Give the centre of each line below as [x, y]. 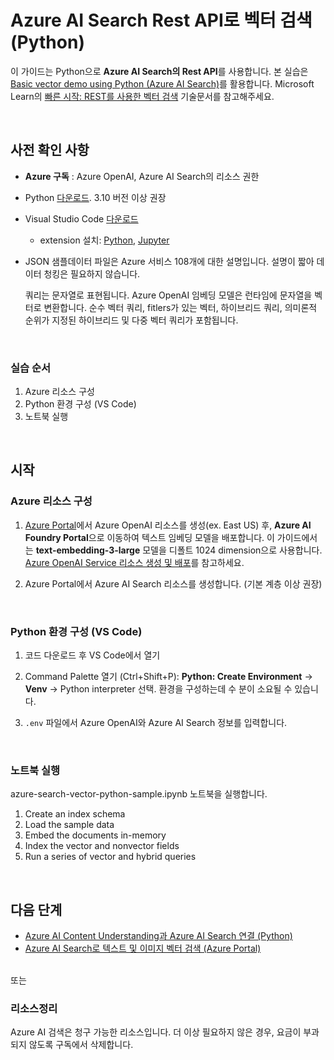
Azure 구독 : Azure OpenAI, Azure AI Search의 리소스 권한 [142, 176]
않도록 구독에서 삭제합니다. [81, 1045]
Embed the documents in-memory [95, 835]
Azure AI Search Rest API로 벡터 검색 [161, 20]
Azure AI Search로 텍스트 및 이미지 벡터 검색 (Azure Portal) [143, 948]
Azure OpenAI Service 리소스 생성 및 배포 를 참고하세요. [134, 562]
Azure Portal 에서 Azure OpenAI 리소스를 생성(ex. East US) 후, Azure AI [168, 525]
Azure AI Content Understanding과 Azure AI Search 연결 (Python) [158, 936]
